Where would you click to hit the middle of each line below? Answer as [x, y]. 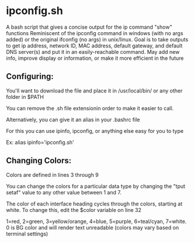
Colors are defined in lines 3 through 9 [53, 174]
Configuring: [30, 76]
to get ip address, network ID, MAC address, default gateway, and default [94, 46]
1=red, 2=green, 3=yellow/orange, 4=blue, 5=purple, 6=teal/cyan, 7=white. [96, 221]
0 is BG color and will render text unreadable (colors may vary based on [93, 227]
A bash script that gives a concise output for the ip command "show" [89, 27]
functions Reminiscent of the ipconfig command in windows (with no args [95, 33]
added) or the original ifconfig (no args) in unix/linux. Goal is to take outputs [97, 39]
